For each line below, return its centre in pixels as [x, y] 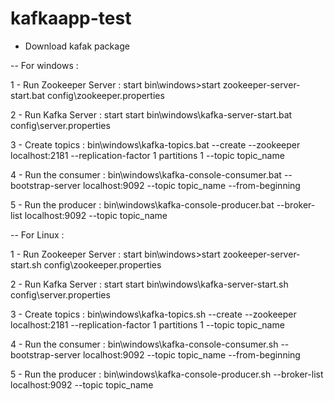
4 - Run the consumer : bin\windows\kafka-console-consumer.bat [146, 174]
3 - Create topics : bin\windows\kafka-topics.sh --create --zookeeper [153, 314]
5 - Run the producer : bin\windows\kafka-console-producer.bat [142, 204]
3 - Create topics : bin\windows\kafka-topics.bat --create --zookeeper [155, 144]
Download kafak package [77, 46]
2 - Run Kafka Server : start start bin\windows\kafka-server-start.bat [151, 114]
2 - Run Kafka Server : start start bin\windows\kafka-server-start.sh [149, 284]
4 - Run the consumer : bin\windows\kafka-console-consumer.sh [144, 344]
